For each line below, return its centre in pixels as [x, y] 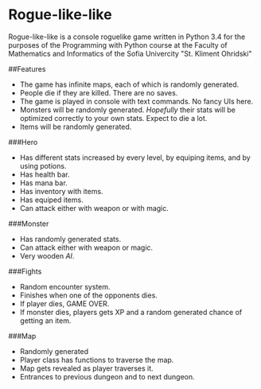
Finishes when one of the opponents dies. [88, 295]
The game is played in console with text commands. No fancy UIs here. [136, 101]
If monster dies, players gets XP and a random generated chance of [131, 312]
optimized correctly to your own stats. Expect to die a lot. [113, 118]
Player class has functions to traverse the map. [97, 360]
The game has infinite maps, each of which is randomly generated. [129, 84]
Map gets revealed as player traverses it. [86, 368]
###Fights [25, 271]
